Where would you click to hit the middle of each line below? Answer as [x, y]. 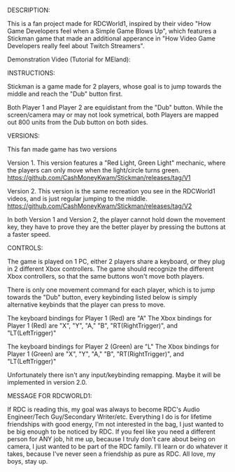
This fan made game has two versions [62, 149]
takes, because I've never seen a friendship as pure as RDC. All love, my [112, 454]
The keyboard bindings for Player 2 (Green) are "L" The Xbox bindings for [113, 346]
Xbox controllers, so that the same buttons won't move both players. [106, 276]
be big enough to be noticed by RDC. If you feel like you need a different [111, 432]
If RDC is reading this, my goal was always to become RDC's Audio [104, 409]
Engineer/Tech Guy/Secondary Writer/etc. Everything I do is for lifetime [109, 417]
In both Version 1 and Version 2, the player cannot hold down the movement [116, 220]
